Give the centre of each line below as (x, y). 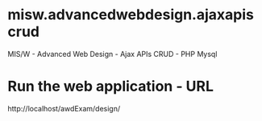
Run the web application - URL (111, 87)
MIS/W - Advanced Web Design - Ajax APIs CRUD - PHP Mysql (112, 54)
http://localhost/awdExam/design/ (64, 108)
